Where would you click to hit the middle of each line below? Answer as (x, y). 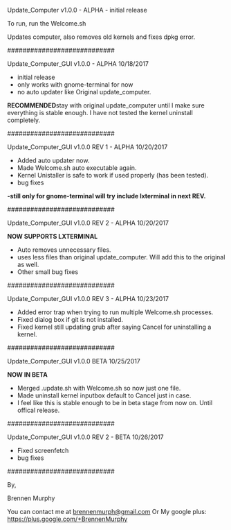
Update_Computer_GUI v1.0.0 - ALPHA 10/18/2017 (78, 64)
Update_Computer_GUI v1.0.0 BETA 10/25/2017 (74, 361)
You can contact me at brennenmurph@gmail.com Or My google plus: (107, 512)
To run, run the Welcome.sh (47, 23)
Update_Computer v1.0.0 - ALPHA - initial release (77, 10)
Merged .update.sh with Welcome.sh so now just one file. (99, 388)
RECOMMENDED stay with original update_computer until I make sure (106, 105)
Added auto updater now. (53, 160)
